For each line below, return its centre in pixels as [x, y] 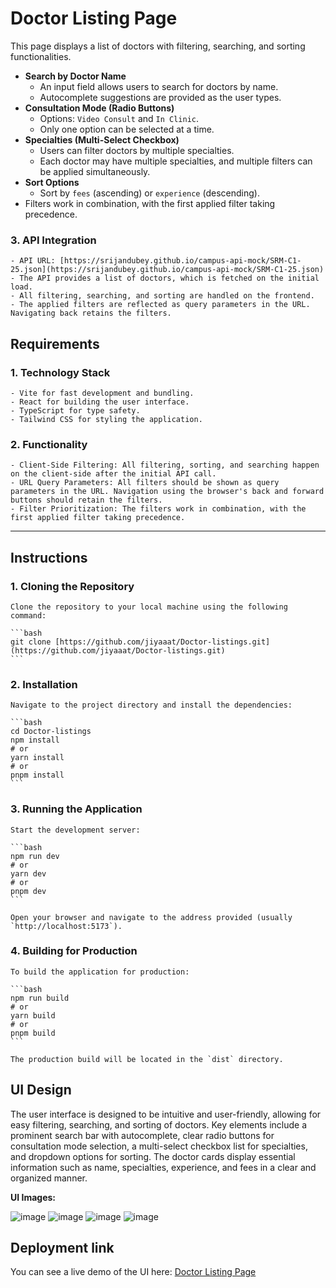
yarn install [37, 758]
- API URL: [33, 261]
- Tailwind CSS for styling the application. [106, 419]
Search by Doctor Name [75, 76]
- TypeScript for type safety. [75, 410]
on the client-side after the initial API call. [113, 474]
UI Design [41, 1090]
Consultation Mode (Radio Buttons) [99, 108]
